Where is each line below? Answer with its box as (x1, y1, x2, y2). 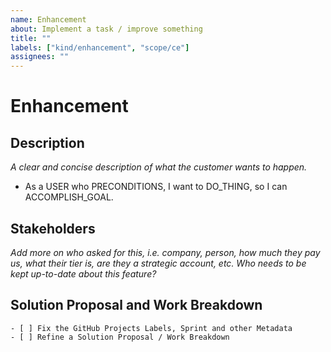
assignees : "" (10, 52, 70, 62)
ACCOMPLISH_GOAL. (24, 191, 114, 203)
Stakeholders (10, 220, 96, 237)
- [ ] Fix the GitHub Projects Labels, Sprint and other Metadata (10, 323, 293, 333)
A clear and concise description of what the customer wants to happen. (10, 161, 308, 173)
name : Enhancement (10, 14, 87, 25)
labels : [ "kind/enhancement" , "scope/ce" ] (10, 42, 190, 53)
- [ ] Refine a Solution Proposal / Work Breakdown (10, 332, 230, 342)
